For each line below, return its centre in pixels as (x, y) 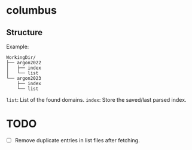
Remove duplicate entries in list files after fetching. (77, 140)
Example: (18, 46)
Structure (25, 32)
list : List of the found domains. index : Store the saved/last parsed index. (96, 100)
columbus (31, 10)
